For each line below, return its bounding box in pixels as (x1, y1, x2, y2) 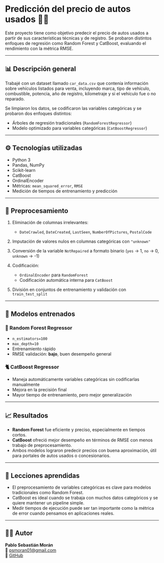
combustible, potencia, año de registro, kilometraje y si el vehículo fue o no (5, 90, 156, 96)
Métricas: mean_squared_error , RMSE (12, 183, 83, 188)
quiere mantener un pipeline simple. (12, 500, 84, 506)
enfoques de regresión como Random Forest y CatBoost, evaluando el (5, 40, 146, 46)
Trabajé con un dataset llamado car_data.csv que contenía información (5, 80, 149, 86)
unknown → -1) (12, 253, 40, 259)
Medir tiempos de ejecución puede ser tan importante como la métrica (12, 505, 154, 511)
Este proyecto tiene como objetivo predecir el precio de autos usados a (5, 30, 149, 36)
